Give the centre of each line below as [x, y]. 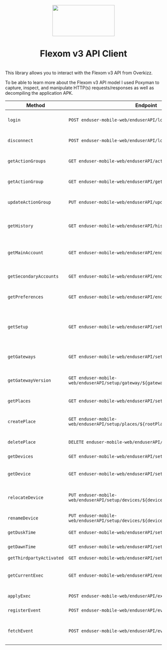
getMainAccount [26, 252]
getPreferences [26, 297]
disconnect [20, 140]
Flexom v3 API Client [83, 54]
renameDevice [23, 518]
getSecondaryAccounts [33, 276]
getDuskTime [22, 532]
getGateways [22, 357]
